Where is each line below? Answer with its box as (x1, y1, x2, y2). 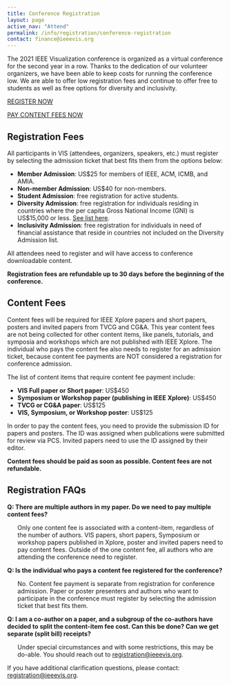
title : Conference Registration (7, 10, 100, 17)
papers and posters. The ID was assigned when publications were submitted (7, 429, 225, 437)
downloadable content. (7, 256, 72, 264)
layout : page (7, 17, 45, 23)
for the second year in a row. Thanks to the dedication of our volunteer (7, 62, 208, 70)
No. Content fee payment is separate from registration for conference (17, 579, 215, 587)
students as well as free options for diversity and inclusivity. (7, 84, 177, 92)
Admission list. (17, 235, 59, 244)
